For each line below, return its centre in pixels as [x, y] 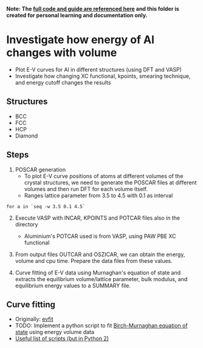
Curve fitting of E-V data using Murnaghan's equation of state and [98, 273]
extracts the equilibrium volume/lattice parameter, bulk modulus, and [101, 279]
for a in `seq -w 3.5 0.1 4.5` [46, 206]
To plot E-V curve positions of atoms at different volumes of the [104, 176]
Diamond [26, 136]
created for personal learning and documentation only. [77, 15]
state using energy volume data [55, 332]
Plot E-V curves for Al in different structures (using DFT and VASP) [98, 69]
